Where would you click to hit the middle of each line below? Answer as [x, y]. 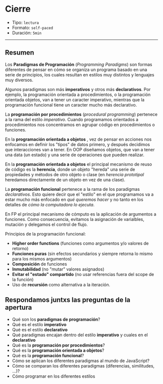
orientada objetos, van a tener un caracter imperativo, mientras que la [75, 100]
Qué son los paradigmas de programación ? [56, 319]
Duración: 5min [27, 33]
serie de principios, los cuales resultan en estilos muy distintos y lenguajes [80, 74]
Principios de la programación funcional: [45, 234]
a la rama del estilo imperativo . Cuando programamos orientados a [72, 119]
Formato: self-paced [33, 27]
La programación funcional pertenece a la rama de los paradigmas [72, 189]
